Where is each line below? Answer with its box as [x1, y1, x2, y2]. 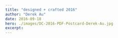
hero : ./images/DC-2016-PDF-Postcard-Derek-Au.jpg [5, 21, 113, 26]
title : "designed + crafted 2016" [5, 7, 78, 12]
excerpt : [5, 26, 24, 31]
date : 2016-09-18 [5, 16, 42, 21]
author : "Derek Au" [5, 12, 46, 17]
